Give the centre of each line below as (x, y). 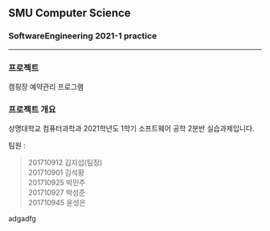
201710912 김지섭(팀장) (65, 163)
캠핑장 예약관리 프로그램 (46, 87)
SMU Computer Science (70, 13)
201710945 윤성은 (57, 203)
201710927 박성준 (57, 192)
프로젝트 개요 (32, 109)
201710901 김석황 (56, 172)
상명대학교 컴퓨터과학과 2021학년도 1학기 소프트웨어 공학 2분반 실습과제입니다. (131, 128)
